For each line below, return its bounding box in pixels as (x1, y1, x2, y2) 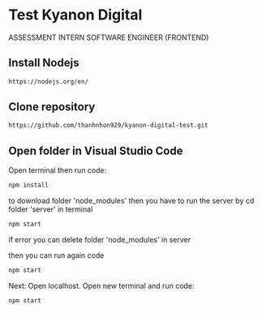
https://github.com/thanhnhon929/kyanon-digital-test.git (8, 122, 208, 130)
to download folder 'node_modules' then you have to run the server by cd (8, 196, 255, 205)
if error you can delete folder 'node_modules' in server (8, 234, 191, 244)
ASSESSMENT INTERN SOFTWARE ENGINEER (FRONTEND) (8, 32, 209, 42)
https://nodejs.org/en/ (8, 77, 89, 86)
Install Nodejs (8, 56, 79, 70)
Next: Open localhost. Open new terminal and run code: (8, 281, 195, 290)
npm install (8, 181, 49, 190)
